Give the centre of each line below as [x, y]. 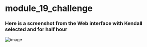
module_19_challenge [49, 8]
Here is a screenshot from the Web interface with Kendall [74, 23]
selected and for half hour [36, 29]
